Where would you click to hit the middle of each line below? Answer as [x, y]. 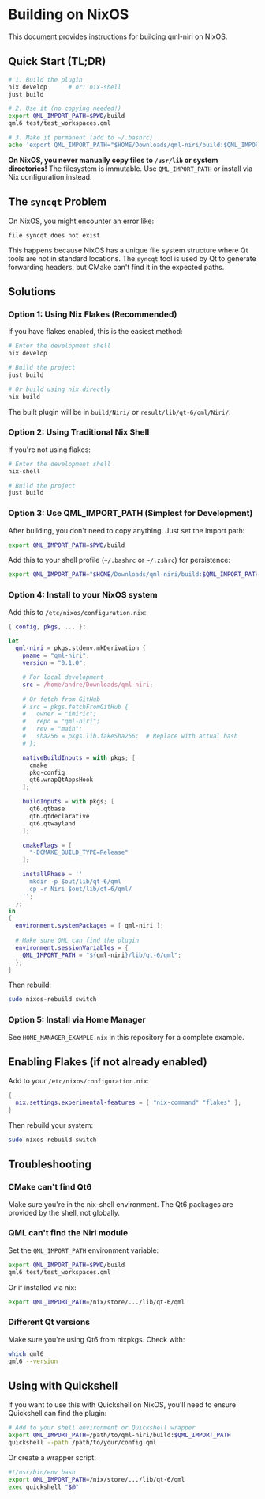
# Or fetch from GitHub [62, 699]
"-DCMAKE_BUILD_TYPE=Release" [78, 852]
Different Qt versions [49, 1322]
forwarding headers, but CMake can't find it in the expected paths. [116, 267]
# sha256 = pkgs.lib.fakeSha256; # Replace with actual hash [130, 736]
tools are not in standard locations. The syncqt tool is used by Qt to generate [132, 258]
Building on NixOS [69, 15]
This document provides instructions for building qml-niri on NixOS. [118, 36]
